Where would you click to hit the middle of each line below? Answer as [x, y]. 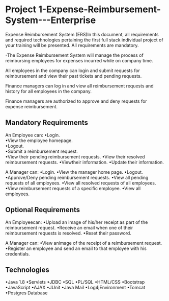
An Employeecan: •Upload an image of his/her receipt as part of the [77, 222]
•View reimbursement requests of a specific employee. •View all [73, 188]
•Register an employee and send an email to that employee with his [76, 248]
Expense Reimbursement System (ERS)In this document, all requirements [82, 34]
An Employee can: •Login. [33, 135]
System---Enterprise [51, 20]
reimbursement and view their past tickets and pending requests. [74, 76]
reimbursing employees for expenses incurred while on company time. [79, 60]
